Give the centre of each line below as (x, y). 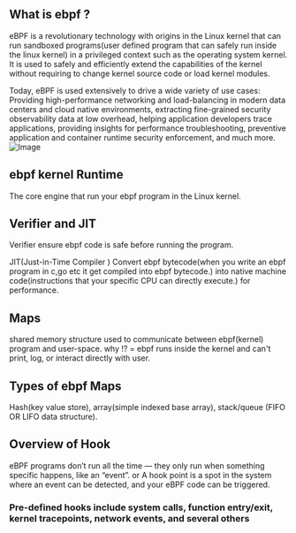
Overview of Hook (60, 444)
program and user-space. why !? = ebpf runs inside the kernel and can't (140, 349)
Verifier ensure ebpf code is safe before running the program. (121, 245)
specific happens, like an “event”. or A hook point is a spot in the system (140, 475)
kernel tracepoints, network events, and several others (129, 518)
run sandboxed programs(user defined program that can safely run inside (143, 45)
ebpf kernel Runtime (66, 175)
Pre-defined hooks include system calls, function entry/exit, (141, 507)
